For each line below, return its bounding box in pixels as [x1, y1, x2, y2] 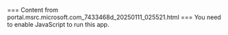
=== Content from [7, 6, 58, 14]
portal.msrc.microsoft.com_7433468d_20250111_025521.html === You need [7, 13, 221, 21]
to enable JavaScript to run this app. [7, 21, 110, 28]
